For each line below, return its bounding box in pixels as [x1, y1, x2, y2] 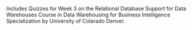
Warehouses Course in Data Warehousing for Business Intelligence [6, 11, 171, 18]
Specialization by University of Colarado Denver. [6, 18, 125, 24]
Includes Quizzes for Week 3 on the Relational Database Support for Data [6, 5, 187, 12]
